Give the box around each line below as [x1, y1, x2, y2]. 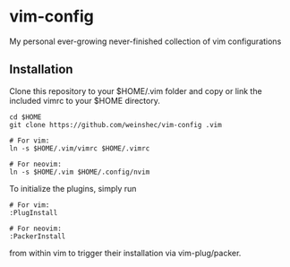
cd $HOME [9, 112, 42, 122]
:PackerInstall [9, 231, 66, 241]
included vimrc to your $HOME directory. [9, 95, 161, 106]
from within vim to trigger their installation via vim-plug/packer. [9, 247, 242, 258]
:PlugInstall [9, 208, 58, 217]
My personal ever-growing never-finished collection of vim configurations [9, 36, 282, 47]
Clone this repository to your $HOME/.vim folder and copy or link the [9, 85, 262, 96]
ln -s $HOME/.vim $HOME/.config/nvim [9, 168, 150, 177]
